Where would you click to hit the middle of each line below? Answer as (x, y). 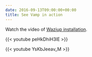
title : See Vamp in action (34, 15)
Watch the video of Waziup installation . (47, 29)
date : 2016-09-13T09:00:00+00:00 (41, 10)
